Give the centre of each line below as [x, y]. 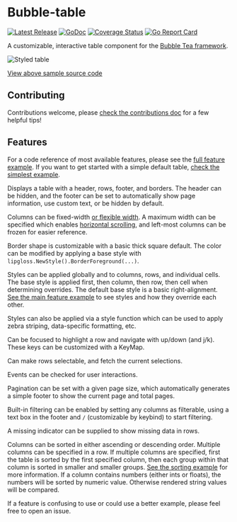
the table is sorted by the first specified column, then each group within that [118, 459]
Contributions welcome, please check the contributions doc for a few [108, 112]
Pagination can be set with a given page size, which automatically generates [118, 388]
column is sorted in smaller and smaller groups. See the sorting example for [117, 467]
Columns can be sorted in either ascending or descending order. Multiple [114, 444]
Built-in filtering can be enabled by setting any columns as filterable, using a [118, 409]
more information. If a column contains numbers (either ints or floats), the [114, 475]
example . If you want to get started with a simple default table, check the [114, 166]
